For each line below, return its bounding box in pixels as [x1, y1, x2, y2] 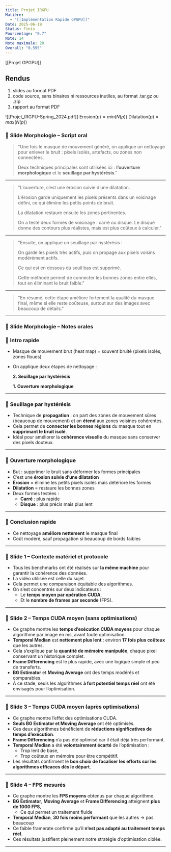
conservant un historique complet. [12, 653, 85, 659]
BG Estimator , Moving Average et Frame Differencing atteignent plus [12, 798, 160, 805]
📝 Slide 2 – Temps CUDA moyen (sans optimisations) [5, 615, 137, 622]
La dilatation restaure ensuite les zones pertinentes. [17, 210, 126, 216]
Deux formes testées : [12, 490, 60, 496]
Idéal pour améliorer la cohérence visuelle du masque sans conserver [12, 434, 161, 440]
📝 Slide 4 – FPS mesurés [5, 781, 66, 788]
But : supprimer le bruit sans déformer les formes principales [12, 469, 141, 475]
